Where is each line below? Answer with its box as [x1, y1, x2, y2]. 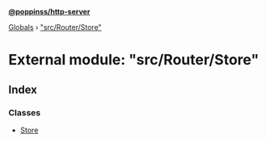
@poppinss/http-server [8, 7, 91, 16]
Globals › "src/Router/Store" [8, 23, 103, 31]
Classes [8, 106, 41, 118]
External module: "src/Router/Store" [8, 51, 260, 69]
